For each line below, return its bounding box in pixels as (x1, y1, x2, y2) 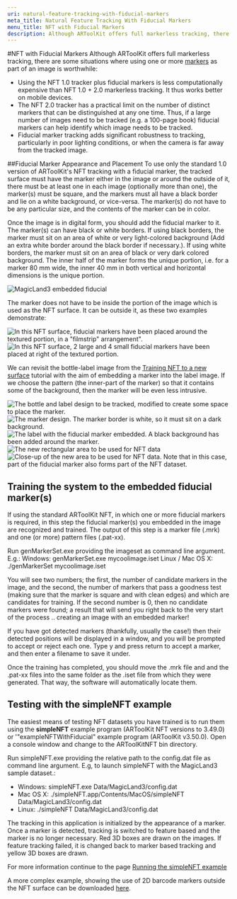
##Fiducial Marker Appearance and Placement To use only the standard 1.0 (7, 160, 227, 168)
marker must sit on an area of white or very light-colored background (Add (7, 234, 225, 242)
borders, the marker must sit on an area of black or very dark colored (7, 248, 209, 257)
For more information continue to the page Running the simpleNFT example (7, 862, 228, 871)
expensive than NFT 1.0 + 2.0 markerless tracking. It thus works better (17, 86, 223, 94)
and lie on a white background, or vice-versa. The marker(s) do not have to (7, 197, 226, 206)
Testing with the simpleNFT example (7, 699, 172, 711)
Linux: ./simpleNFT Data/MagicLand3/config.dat (17, 805, 158, 813)
